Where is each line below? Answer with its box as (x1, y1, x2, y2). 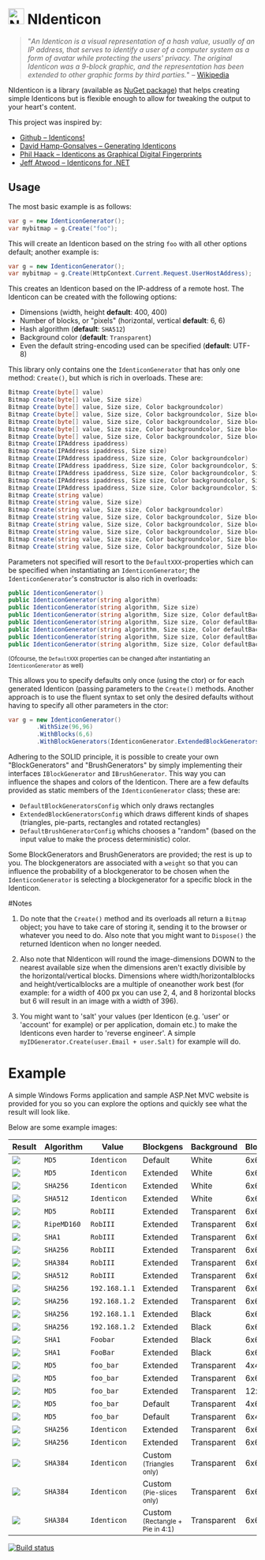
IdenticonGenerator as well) (8, 662, 84, 669)
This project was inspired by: (8, 117, 103, 126)
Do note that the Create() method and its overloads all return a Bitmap (19, 914, 247, 923)
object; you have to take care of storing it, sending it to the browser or (19, 922, 247, 932)
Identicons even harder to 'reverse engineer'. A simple (19, 1029, 196, 1037)
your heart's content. (8, 102, 77, 111)
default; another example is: (8, 247, 99, 257)
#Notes (8, 898, 32, 908)
